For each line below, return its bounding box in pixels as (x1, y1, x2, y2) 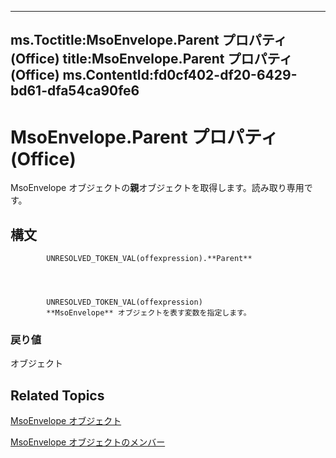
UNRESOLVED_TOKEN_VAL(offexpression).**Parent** (46, 254, 253, 264)
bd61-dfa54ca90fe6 (10, 82, 140, 100)
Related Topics (10, 387, 105, 404)
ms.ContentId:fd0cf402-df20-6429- (62, 67, 298, 84)
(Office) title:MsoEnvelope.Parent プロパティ (10, 51, 293, 68)
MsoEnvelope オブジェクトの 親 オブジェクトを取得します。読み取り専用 (10, 182, 305, 194)
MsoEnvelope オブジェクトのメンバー (10, 436, 166, 448)
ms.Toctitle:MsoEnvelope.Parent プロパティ (10, 32, 288, 49)
